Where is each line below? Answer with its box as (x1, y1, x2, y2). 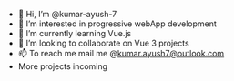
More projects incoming (17, 61, 107, 72)
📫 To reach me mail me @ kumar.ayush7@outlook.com (17, 48, 225, 58)
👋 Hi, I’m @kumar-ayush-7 (17, 9, 117, 19)
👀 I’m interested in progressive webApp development (17, 18, 217, 29)
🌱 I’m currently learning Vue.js (17, 28, 132, 38)
